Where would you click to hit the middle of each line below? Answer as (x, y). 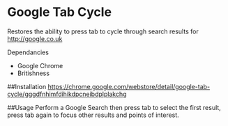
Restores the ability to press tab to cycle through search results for (103, 31)
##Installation (27, 86)
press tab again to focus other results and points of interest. (93, 115)
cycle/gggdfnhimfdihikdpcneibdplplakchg (67, 94)
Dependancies (28, 52)
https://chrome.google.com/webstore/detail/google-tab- (129, 86)
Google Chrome (40, 65)
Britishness (33, 73)
